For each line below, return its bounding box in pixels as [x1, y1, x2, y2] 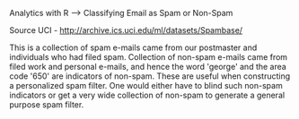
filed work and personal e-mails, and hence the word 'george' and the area [9, 62, 287, 72]
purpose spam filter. [9, 99, 84, 110]
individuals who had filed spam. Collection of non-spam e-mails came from [9, 52, 288, 62]
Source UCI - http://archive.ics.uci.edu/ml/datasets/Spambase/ [9, 25, 243, 35]
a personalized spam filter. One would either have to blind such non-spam [9, 81, 283, 90]
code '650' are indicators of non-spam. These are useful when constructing [9, 71, 291, 81]
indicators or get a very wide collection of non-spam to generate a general [9, 89, 286, 100]
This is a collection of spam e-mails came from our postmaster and [9, 42, 258, 53]
